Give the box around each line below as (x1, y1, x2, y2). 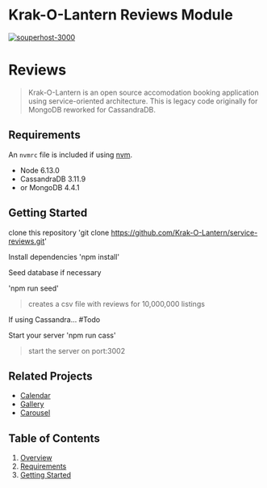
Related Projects (8, 369, 93, 383)
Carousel (19, 408, 51, 418)
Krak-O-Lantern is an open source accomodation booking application (27, 87, 260, 97)
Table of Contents (8, 431, 101, 445)
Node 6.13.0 (19, 165, 60, 175)
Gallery (19, 399, 44, 409)
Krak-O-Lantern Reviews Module (8, 6, 234, 24)
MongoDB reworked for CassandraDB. (27, 104, 156, 114)
